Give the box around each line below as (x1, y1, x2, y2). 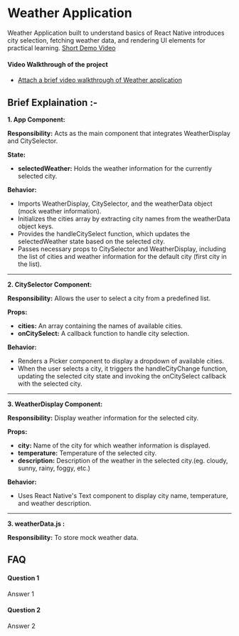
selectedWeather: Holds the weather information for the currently (17, 164, 212, 172)
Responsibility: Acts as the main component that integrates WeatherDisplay (7, 129, 231, 137)
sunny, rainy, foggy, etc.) (17, 464, 91, 472)
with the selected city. (17, 379, 83, 388)
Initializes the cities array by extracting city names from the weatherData (17, 214, 231, 223)
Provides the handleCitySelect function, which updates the (17, 229, 191, 238)
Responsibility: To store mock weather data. (7, 533, 139, 541)
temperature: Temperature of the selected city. (17, 448, 157, 457)
